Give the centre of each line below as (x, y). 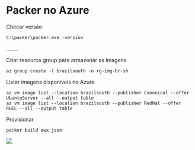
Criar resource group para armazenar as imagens (66, 60)
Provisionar (20, 119)
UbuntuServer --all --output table (50, 98)
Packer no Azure (48, 10)
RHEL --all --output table (39, 108)
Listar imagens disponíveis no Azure (50, 82)
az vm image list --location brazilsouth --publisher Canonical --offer (98, 92)
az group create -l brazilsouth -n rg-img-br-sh (67, 71)
